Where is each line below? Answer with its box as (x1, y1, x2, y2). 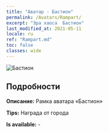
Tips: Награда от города (6, 109, 69, 116)
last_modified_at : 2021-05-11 (6, 25, 82, 32)
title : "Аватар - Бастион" (6, 8, 74, 15)
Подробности (6, 81, 60, 92)
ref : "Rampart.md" (6, 37, 52, 43)
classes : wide (6, 48, 42, 54)
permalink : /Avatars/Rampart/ (6, 14, 82, 20)
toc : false (6, 43, 34, 49)
